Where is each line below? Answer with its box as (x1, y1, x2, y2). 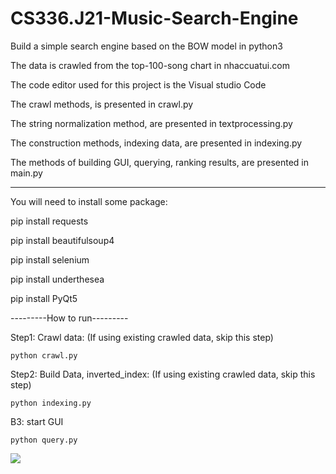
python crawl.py (10, 350, 78, 361)
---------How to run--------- (10, 312, 129, 324)
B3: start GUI (10, 415, 64, 427)
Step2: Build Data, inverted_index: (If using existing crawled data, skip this (10, 368, 316, 380)
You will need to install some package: (10, 195, 168, 207)
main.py (10, 167, 43, 179)
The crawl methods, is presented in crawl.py (10, 98, 194, 110)
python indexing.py (10, 398, 92, 408)
